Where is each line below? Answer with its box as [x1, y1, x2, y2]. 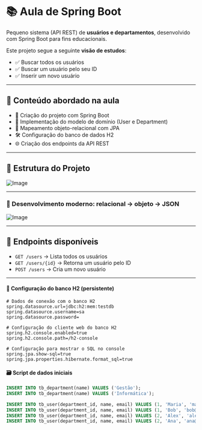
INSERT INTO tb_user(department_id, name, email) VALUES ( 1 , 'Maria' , [6, 401, 187, 407]
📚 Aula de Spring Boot [6, 5, 121, 19]
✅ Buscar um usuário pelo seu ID [14, 65, 97, 72]
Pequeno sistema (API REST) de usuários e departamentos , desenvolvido [6, 28, 191, 36]
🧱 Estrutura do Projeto [6, 163, 90, 173]
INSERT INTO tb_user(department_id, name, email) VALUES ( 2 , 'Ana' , [6, 418, 182, 425]
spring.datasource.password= [6, 314, 79, 320]
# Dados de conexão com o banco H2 [6, 298, 96, 304]
